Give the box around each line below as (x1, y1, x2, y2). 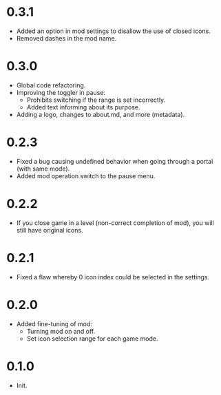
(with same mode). (16, 164, 70, 173)
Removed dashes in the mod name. (16, 34, 117, 42)
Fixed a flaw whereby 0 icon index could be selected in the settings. (16, 273, 210, 281)
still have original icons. (16, 226, 83, 234)
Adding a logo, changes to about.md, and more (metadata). (16, 110, 185, 118)
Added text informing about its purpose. (26, 103, 140, 111)
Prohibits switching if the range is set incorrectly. (26, 96, 166, 104)
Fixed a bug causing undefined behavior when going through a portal (16, 157, 213, 165)
